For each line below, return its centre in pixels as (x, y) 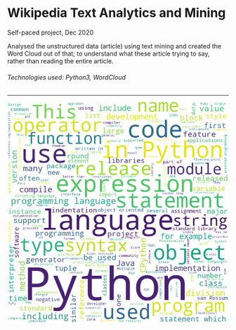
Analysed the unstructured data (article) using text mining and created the (114, 46)
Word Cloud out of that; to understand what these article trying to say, (109, 53)
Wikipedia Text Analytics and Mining (117, 13)
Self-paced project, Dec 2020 (51, 32)
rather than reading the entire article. (60, 61)
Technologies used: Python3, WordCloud (67, 77)
